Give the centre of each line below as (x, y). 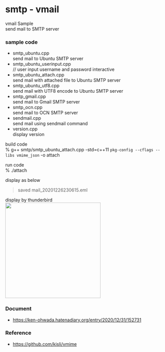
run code (15, 165)
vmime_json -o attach (38, 155)
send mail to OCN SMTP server (45, 113)
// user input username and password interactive (63, 69)
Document (19, 309)
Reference (18, 333)
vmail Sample (19, 23)
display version (28, 134)
